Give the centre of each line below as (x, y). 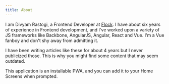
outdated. (15, 61)
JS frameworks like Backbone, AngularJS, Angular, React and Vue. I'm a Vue (85, 35)
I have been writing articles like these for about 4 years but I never (74, 50)
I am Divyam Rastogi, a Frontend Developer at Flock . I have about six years (83, 24)
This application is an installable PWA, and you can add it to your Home (79, 71)
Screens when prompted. (32, 76)
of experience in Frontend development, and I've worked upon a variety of (82, 30)
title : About (19, 10)
